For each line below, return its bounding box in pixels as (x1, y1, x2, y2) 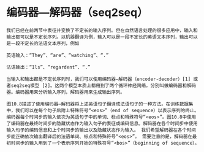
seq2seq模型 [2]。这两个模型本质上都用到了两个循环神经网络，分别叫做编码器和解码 (10, 82, 196, 89)
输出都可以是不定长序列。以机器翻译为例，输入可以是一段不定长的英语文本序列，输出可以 (6, 34, 198, 40)
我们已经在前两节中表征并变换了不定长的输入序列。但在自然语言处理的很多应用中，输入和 (6, 27, 198, 34)
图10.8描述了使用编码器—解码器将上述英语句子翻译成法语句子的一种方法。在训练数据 (6, 101, 189, 107)
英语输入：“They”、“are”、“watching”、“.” (6, 52, 109, 58)
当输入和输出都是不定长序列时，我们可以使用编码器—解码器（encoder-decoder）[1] (6, 76, 191, 82)
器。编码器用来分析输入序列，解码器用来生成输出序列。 (6, 89, 126, 95)
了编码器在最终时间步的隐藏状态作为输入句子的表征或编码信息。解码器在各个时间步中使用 (6, 120, 198, 126)
